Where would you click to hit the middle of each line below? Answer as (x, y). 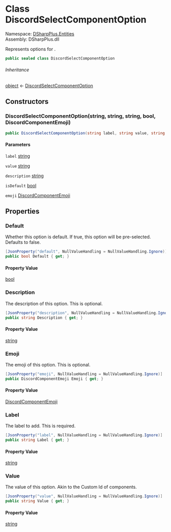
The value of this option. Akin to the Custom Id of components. (71, 487)
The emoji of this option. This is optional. (48, 365)
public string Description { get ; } (44, 318)
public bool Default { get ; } (37, 257)
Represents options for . (31, 49)
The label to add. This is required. (40, 426)
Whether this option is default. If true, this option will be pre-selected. (78, 237)
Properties (22, 212)
